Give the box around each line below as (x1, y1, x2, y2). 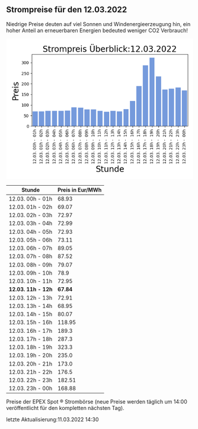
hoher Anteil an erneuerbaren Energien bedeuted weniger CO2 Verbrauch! (6, 27, 189, 34)
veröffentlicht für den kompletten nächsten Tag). (6, 404, 124, 411)
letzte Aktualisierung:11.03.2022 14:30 (6, 415, 99, 423)
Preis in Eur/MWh (57, 186, 102, 193)
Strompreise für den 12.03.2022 (6, 5, 127, 15)
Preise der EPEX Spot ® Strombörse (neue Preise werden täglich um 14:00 (6, 398, 188, 405)
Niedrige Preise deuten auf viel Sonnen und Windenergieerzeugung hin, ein (6, 20, 191, 27)
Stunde (21, 186, 40, 193)
